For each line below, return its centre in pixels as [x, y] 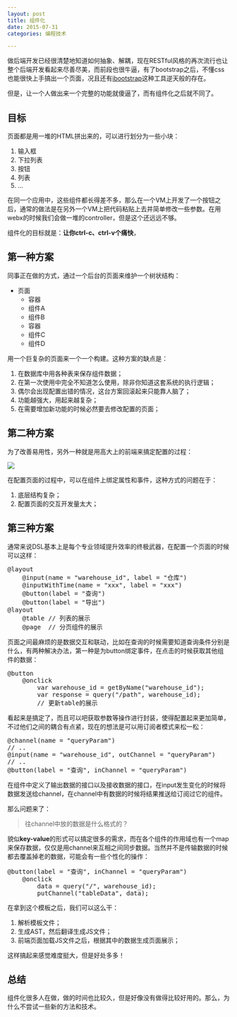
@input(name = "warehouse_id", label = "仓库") [105, 577]
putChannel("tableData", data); [93, 893]
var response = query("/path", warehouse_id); [119, 694]
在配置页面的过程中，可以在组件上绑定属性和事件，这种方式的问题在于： [112, 480]
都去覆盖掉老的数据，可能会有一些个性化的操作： [78, 856]
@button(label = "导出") [64, 602]
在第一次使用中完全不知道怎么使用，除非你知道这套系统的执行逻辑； [116, 382]
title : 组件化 [26, 20]
